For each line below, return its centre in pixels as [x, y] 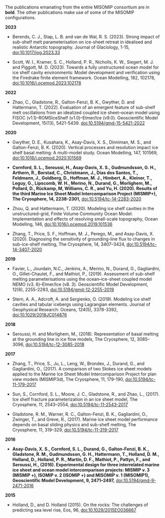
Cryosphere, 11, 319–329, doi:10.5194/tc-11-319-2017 [65, 430]
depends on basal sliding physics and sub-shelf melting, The [74, 425]
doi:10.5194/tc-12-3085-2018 [55, 344]
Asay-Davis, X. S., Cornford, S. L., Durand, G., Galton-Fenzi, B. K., [81, 449]
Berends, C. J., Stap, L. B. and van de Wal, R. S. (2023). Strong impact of [86, 37]
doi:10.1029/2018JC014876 [40, 315]
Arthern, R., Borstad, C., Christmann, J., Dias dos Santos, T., [75, 173]
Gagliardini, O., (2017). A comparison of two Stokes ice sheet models [82, 369]
